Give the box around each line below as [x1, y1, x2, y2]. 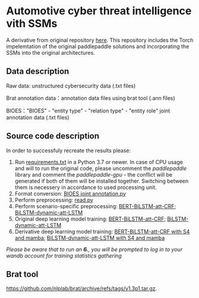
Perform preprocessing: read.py [14, 196, 94, 203]
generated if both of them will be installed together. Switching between [14, 177, 189, 184]
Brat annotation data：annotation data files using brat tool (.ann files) [6, 94, 175, 102]
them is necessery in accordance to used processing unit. [14, 183, 157, 191]
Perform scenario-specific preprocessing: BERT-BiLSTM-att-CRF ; [14, 202, 176, 209]
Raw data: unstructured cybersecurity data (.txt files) [6, 82, 136, 89]
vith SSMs [6, 17, 58, 30]
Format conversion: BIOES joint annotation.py [14, 190, 127, 197]
